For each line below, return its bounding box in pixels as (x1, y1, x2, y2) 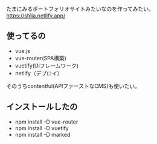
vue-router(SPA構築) (14, 54, 66, 61)
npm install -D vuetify (14, 124, 69, 131)
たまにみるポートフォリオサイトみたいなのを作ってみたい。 (6, 5, 154, 12)
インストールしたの (6, 102, 78, 112)
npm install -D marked (14, 131, 71, 138)
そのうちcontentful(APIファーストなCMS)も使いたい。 (6, 82, 141, 89)
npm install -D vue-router (14, 118, 78, 125)
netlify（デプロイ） (14, 69, 63, 77)
